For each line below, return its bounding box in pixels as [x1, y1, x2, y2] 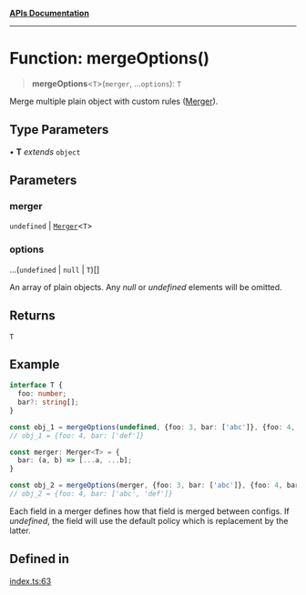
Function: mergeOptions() [9, 48, 210, 69]
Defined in [9, 551, 70, 567]
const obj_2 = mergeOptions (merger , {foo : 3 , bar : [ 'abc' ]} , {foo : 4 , [9, 481, 283, 490]
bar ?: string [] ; [17, 398, 79, 408]
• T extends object [9, 146, 81, 157]
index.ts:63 [9, 575, 52, 586]
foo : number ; [17, 389, 67, 398]
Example [9, 357, 60, 372]
